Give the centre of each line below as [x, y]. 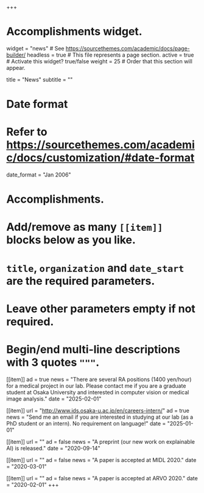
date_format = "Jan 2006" [39, 175]
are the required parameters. [81, 281]
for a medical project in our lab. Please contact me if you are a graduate [96, 386]
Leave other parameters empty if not [101, 309]
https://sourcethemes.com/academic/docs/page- [128, 48]
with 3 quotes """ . [53, 362]
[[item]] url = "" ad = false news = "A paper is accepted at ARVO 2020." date [102, 478]
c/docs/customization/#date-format [100, 158]
